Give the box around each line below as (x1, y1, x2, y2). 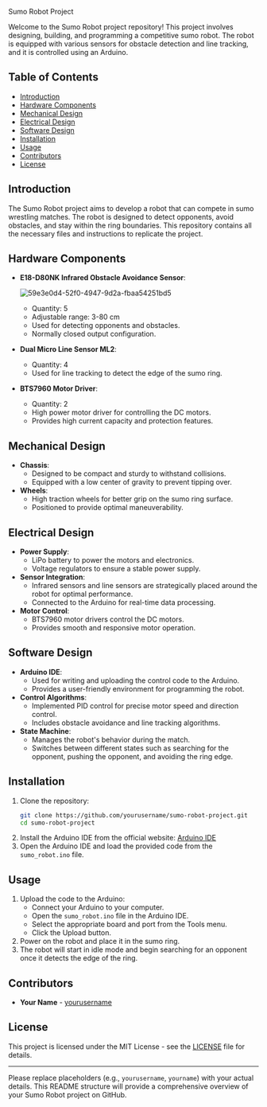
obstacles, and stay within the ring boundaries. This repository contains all (8, 220, 252, 230)
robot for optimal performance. (31, 589, 133, 599)
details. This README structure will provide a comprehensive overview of (8, 1082, 249, 1091)
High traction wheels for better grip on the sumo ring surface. (31, 494, 234, 504)
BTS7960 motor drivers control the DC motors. (31, 614, 184, 624)
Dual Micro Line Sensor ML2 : (19, 345, 117, 354)
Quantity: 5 (31, 304, 68, 314)
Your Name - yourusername (19, 998, 113, 1008)
